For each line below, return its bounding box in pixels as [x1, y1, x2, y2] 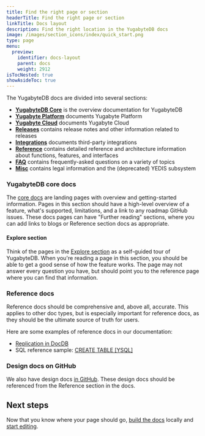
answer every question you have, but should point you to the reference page [6, 267, 199, 275]
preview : [12, 49, 34, 55]
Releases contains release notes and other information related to [15, 126, 179, 133]
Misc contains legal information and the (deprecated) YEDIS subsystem [15, 165, 196, 172]
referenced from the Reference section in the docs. [6, 382, 136, 389]
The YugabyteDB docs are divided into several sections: [6, 94, 148, 102]
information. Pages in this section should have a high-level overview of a [6, 201, 190, 208]
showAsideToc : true [6, 77, 56, 83]
